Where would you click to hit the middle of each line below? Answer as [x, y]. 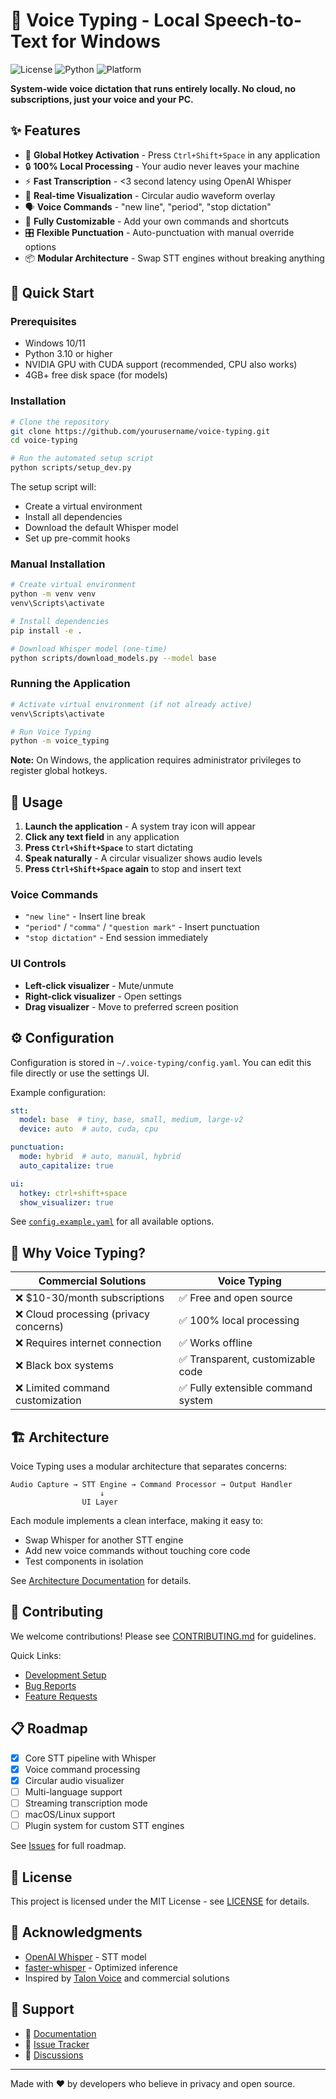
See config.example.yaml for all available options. [112, 1221]
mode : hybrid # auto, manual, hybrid [100, 1157]
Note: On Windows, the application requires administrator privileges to [156, 760]
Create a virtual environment [83, 506]
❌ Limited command [62, 1388]
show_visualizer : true [66, 1202]
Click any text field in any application [102, 837]
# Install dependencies [60, 622]
